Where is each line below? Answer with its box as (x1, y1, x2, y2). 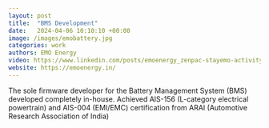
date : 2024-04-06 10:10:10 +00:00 (8, 26, 130, 34)
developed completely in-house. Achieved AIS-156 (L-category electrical (8, 94, 249, 104)
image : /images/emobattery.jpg (8, 34, 113, 42)
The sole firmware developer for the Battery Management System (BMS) (8, 86, 247, 95)
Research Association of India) (8, 111, 110, 121)
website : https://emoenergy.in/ (8, 64, 116, 72)
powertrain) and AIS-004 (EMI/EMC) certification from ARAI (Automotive (8, 102, 248, 112)
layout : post (8, 11, 52, 20)
